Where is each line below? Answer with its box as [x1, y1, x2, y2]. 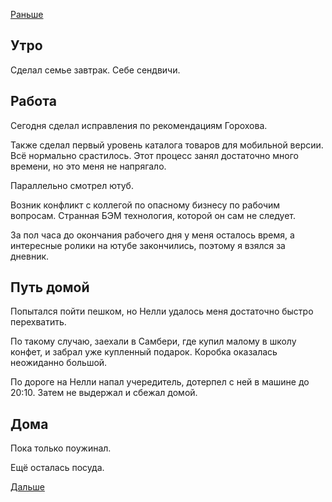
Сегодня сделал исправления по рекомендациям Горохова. [10, 119, 268, 131]
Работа [10, 93, 57, 110]
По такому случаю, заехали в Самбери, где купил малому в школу [10, 335, 297, 348]
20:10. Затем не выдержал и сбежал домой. [10, 387, 198, 399]
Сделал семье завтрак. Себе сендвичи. [10, 64, 181, 76]
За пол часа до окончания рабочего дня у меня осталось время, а [10, 229, 295, 241]
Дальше [10, 481, 45, 493]
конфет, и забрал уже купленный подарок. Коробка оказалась [10, 346, 278, 358]
